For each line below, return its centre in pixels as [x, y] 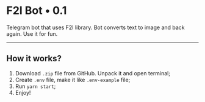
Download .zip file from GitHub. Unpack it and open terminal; [93, 73]
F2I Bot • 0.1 [37, 11]
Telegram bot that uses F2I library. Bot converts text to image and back [95, 27]
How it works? [34, 59]
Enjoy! [23, 92]
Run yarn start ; [35, 86]
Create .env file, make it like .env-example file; [73, 80]
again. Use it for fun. [32, 33]
